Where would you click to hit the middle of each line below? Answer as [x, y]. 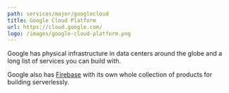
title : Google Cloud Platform [52, 20]
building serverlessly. [38, 82]
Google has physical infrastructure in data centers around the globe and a [115, 54]
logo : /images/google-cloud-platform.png [69, 33]
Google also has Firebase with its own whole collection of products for [110, 75]
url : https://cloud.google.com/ [55, 27]
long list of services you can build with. [64, 61]
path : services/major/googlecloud [58, 14]
